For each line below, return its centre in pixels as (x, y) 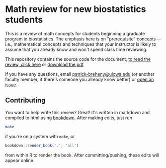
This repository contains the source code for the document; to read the (78, 59)
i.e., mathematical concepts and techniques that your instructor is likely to (81, 44)
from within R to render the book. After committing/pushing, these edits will (82, 155)
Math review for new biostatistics (76, 9)
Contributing (25, 100)
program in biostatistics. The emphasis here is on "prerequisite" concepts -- (83, 39)
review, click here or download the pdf (44, 64)
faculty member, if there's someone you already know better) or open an (80, 79)
